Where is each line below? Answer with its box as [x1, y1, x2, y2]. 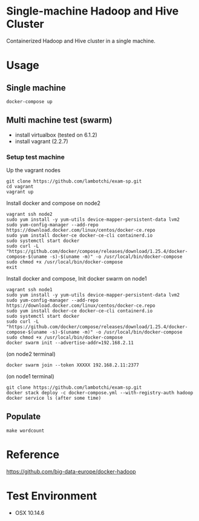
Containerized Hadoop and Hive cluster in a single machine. [6, 37, 156, 44]
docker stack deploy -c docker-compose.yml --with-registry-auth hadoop [6, 390, 194, 396]
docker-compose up [6, 98, 53, 104]
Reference [6, 448, 59, 462]
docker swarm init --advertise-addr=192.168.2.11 [6, 340, 134, 346]
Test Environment [6, 489, 97, 503]
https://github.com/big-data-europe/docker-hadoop [6, 468, 136, 475]
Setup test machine [6, 153, 65, 161]
